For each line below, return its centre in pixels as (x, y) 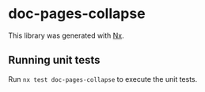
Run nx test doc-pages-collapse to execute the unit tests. (103, 79)
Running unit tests (54, 60)
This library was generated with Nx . (66, 35)
